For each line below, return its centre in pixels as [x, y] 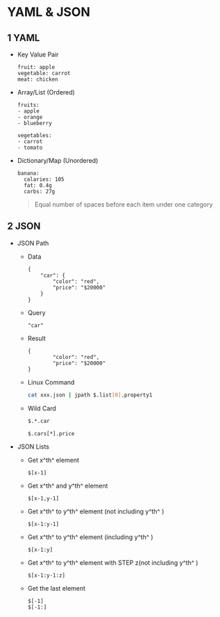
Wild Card [42, 408]
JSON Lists [33, 447]
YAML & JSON [49, 12]
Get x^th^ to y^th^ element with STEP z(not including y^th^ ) [113, 563]
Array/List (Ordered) [46, 92]
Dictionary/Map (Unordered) [58, 160]
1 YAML [24, 38]
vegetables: [34, 136]
